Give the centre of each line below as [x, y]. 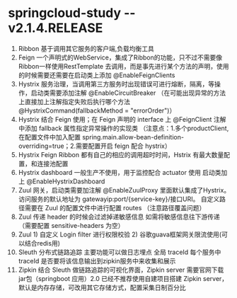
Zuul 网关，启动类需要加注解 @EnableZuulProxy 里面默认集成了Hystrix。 [124, 190]
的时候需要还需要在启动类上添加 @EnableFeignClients [97, 75]
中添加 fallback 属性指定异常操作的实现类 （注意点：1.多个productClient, [123, 128]
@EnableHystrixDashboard [66, 181]
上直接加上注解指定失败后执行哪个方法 [74, 101]
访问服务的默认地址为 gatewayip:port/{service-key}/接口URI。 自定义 [119, 199]
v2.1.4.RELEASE [56, 28]
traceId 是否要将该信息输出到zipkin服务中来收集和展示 [97, 260]
